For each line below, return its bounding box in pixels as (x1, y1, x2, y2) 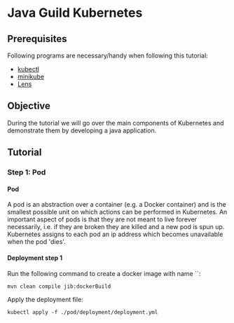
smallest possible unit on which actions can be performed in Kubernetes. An (7, 208, 228, 217)
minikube (17, 72, 44, 81)
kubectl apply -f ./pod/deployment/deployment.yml (7, 308, 158, 316)
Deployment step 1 (7, 254, 63, 262)
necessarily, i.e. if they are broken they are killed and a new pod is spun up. (7, 223, 225, 231)
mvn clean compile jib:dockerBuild (7, 282, 111, 290)
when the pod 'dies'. (7, 238, 67, 246)
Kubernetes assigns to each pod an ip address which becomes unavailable (7, 230, 223, 239)
